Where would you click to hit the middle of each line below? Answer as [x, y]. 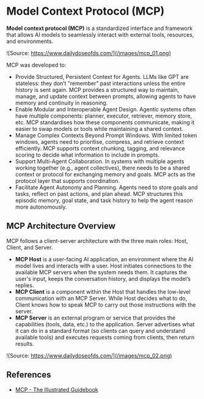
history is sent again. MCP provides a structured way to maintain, [97, 89]
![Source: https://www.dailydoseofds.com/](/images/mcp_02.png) [89, 356]
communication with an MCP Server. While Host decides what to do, [101, 298]
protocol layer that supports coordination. [67, 181]
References [29, 375]
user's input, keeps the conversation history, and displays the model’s [103, 278]
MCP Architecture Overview [61, 226]
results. [25, 343]
